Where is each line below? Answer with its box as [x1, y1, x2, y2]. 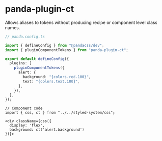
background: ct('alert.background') [9, 127, 84, 132]
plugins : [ [9, 61, 32, 66]
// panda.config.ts [5, 34, 45, 39]
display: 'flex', [9, 123, 45, 128]
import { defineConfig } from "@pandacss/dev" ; [5, 43, 105, 48]
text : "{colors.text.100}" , [23, 79, 80, 84]
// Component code [5, 106, 43, 111]
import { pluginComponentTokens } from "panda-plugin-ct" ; [5, 47, 129, 52]
